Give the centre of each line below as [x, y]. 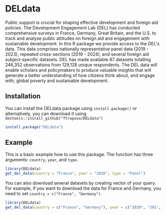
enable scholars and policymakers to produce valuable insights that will [78, 70]
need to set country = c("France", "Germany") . [54, 194]
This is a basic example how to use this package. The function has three [79, 154]
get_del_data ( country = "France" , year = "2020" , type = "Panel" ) [75, 174]
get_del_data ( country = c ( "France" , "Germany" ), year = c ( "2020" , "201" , [83, 208]
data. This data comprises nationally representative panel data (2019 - [77, 49]
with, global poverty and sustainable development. [57, 81]
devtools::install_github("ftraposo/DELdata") [54, 118]
